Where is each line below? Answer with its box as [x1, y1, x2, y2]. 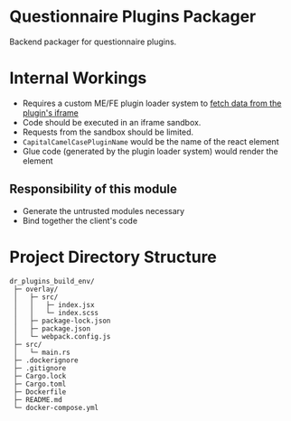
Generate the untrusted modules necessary [22, 205, 185, 216]
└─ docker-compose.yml [13, 403, 99, 412]
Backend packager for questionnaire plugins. [9, 36, 177, 47]
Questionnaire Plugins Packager [9, 6, 257, 27]
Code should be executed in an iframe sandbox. [22, 117, 202, 127]
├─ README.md [13, 395, 63, 404]
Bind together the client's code [22, 215, 138, 226]
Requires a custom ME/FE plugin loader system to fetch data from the [22, 98, 282, 108]
